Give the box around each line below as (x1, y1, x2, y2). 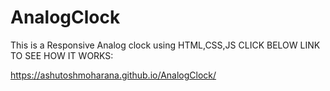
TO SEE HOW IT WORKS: (10, 49, 114, 61)
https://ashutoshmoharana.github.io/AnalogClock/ (10, 69, 217, 81)
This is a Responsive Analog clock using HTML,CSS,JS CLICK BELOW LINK (10, 39, 321, 51)
